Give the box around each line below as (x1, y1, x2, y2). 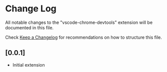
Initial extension (12, 62, 45, 68)
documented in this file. (5, 24, 54, 30)
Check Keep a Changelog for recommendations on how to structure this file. (5, 34, 162, 40)
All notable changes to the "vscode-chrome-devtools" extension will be (5, 19, 153, 25)
